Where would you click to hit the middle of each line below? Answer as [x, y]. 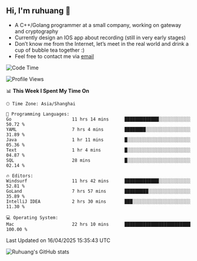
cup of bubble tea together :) [50, 50]
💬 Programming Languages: [38, 114]
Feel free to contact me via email [54, 56]
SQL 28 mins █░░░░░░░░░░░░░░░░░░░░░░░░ [98, 160]
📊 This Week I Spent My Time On [48, 91]
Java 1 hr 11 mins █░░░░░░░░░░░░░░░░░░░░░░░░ [98, 140]
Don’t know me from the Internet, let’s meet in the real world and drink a [102, 43]
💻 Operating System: [32, 217]
